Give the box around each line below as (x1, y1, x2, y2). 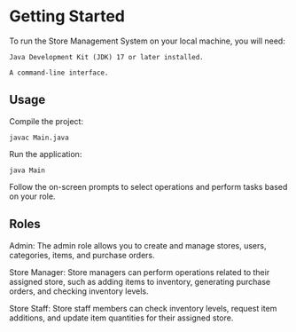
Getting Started (9, 6, 126, 27)
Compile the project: (9, 115, 84, 126)
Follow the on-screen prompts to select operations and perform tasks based (9, 181, 288, 192)
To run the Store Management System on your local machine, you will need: (9, 36, 285, 46)
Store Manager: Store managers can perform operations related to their (9, 266, 270, 277)
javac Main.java (9, 133, 69, 142)
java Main (9, 166, 46, 175)
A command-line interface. (9, 68, 109, 77)
